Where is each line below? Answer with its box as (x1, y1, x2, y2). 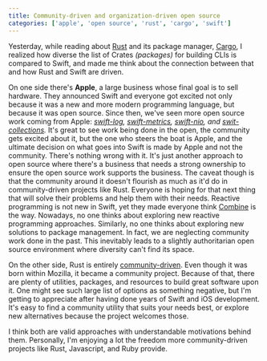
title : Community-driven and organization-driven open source (8, 11, 220, 20)
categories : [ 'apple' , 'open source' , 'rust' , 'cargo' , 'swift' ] (8, 19, 232, 27)
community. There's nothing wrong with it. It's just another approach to (8, 150, 243, 160)
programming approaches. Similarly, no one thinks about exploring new (8, 218, 245, 229)
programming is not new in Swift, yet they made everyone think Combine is (8, 201, 257, 211)
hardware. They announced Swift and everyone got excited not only (8, 91, 233, 100)
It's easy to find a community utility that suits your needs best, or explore (8, 302, 249, 312)
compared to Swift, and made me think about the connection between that (8, 58, 254, 68)
